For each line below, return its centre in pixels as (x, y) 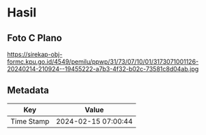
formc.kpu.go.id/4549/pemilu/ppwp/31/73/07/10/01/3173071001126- (103, 62)
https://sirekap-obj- (35, 54)
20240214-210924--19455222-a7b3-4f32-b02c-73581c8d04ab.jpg (103, 69)
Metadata (28, 90)
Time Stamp (30, 121)
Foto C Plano (35, 38)
